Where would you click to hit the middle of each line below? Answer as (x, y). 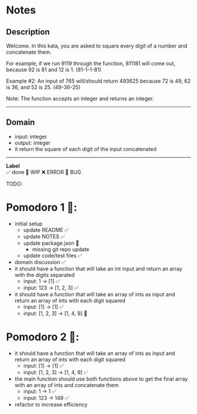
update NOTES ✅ (44, 236)
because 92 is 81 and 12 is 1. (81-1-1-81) (54, 70)
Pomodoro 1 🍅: (42, 207)
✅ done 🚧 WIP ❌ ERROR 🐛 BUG (44, 172)
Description (28, 32)
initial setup (28, 224)
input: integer (31, 136)
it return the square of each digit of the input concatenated (86, 149)
